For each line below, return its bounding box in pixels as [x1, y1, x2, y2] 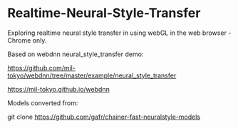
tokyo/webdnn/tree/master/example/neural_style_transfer [7, 71, 177, 80]
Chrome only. [7, 36, 47, 44]
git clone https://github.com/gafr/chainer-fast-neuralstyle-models [7, 112, 201, 121]
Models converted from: [7, 98, 78, 107]
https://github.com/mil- [7, 63, 76, 72]
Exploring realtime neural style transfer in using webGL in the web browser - [7, 28, 232, 37]
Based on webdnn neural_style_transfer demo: [7, 50, 144, 58]
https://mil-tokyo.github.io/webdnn [7, 85, 110, 93]
